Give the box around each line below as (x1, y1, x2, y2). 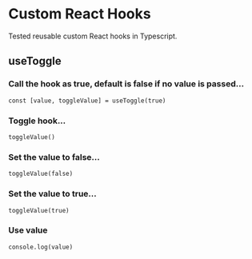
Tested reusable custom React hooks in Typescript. (8, 31, 178, 41)
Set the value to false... (8, 151, 100, 162)
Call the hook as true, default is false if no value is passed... (8, 78, 245, 90)
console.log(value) (8, 243, 74, 251)
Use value (8, 225, 48, 236)
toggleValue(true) (8, 206, 70, 214)
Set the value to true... (8, 189, 98, 200)
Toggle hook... (8, 115, 66, 126)
